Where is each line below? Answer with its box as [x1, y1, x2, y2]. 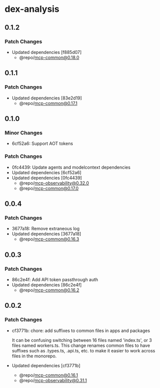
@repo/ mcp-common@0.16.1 [19, 372, 78, 378]
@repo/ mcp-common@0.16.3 [19, 236, 80, 242]
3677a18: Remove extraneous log [11, 226, 80, 232]
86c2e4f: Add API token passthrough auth [11, 276, 99, 283]
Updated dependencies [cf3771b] [11, 362, 81, 368]
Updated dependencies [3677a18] [11, 231, 81, 237]
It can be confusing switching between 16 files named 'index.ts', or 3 [11, 337, 152, 343]
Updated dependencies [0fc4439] [11, 175, 82, 181]
